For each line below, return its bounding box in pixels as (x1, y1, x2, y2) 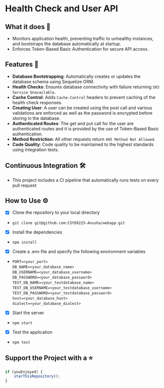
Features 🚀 (5, 60, 39, 69)
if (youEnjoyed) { (5, 369, 43, 374)
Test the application (12, 329, 53, 335)
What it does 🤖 (5, 23, 51, 31)
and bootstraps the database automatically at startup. (12, 41, 122, 47)
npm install (12, 240, 37, 245)
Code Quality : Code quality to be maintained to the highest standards (12, 141, 154, 147)
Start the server (12, 310, 44, 316)
